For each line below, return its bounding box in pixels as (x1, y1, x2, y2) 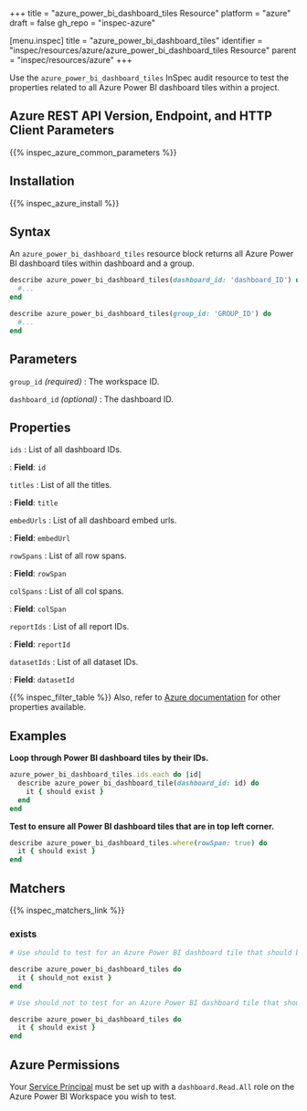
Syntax (9, 224, 51, 240)
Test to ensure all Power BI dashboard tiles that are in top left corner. (9, 820, 275, 831)
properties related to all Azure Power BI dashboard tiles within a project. (9, 82, 281, 92)
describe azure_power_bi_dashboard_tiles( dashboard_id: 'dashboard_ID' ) (9, 276, 292, 285)
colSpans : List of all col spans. (9, 586, 124, 597)
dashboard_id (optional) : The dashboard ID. (9, 393, 174, 405)
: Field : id (9, 461, 47, 473)
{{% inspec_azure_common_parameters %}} (9, 146, 177, 158)
